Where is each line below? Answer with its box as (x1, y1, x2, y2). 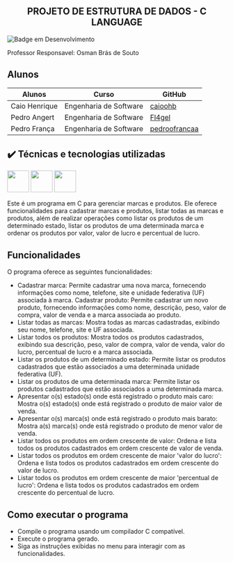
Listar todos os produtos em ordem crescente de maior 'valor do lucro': (17, 452, 223, 460)
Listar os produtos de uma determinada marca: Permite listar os (17, 378, 200, 386)
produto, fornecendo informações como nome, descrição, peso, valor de (17, 303, 227, 312)
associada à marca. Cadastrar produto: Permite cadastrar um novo (17, 296, 209, 304)
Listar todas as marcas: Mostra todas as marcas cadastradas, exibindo (17, 318, 220, 327)
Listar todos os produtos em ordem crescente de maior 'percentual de (17, 474, 219, 482)
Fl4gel (150, 112, 171, 122)
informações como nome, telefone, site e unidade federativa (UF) (17, 288, 205, 297)
